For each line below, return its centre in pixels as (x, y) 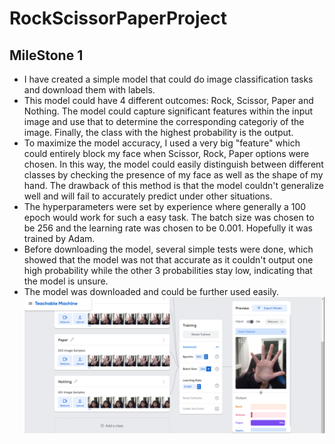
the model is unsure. (66, 281)
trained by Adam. (59, 238)
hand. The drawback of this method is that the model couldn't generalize (173, 185)
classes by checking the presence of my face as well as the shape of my (173, 175)
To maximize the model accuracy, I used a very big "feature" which (162, 143)
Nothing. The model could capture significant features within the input (168, 111)
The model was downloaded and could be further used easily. (151, 291)
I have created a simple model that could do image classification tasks (168, 79)
